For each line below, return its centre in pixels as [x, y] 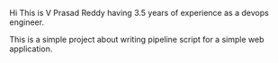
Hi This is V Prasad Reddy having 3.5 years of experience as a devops [139, 13]
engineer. [27, 22]
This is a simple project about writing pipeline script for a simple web [137, 39]
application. [31, 49]
